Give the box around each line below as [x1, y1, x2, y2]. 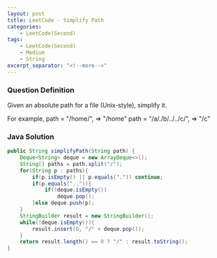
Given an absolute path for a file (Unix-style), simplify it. [7, 100, 167, 109]
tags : [7, 36, 23, 43]
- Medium [19, 50, 45, 56]
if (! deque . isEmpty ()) [44, 186, 108, 194]
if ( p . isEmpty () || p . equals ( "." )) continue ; [32, 174, 163, 181]
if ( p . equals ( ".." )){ [32, 180, 92, 187]
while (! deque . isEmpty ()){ [19, 219, 95, 226]
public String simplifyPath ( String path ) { [7, 148, 136, 155]
